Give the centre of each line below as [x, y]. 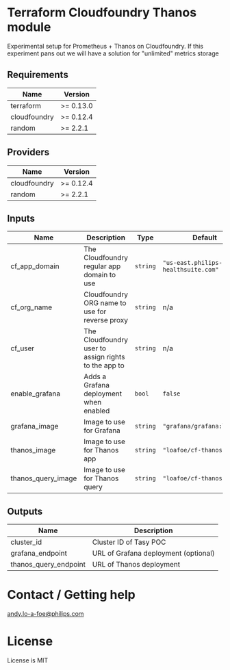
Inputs [21, 218]
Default [205, 237]
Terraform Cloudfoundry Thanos [102, 13]
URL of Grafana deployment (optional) [153, 554]
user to [95, 348]
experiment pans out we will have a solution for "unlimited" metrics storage [113, 53]
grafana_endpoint [39, 554]
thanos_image [33, 450]
